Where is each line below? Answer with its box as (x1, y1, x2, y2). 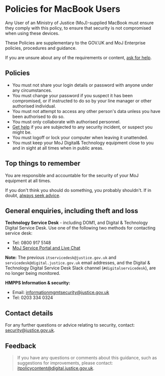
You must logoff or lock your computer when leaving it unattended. (12, 134, 149, 140)
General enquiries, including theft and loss (5, 206, 138, 215)
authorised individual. (12, 103, 57, 109)
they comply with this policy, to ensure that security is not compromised (5, 25, 151, 31)
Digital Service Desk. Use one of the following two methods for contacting (5, 225, 156, 231)
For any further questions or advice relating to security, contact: (5, 322, 135, 328)
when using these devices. (5, 30, 60, 36)
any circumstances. (12, 87, 53, 93)
